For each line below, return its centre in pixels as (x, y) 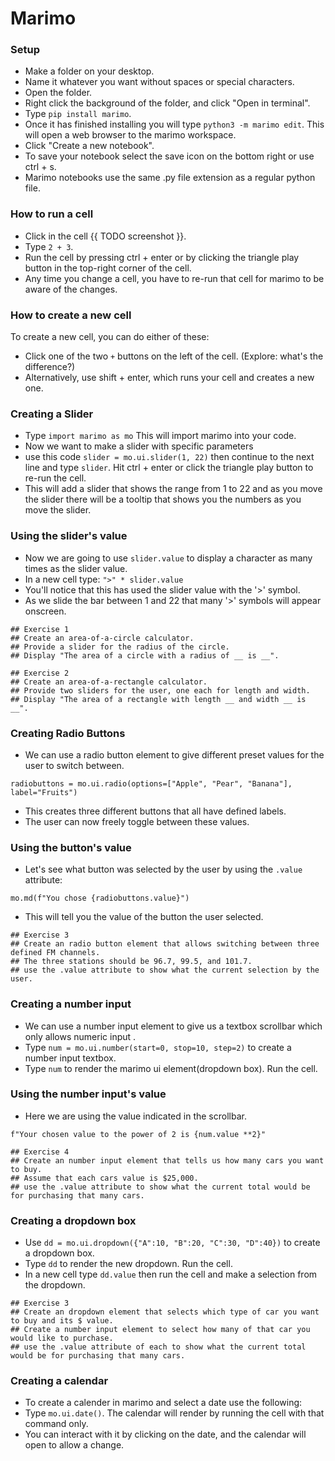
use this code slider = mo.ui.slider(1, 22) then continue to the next (169, 457)
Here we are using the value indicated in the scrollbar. (135, 1116)
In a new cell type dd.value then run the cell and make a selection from (171, 1274)
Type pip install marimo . (78, 114)
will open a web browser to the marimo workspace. (130, 135)
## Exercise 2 (40, 673)
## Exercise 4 (40, 1152)
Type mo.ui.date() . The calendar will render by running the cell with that (174, 1413)
